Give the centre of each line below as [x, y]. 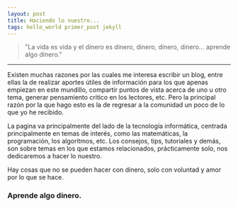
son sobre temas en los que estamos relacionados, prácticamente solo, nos [118, 148]
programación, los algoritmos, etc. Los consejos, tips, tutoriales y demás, [114, 141]
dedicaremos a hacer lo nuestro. [55, 156]
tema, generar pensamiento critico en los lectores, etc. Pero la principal [112, 97]
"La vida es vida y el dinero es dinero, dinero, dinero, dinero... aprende [127, 47]
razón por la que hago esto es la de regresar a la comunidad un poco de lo [116, 105]
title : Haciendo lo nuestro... [53, 20]
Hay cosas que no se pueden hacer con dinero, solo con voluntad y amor [114, 170]
